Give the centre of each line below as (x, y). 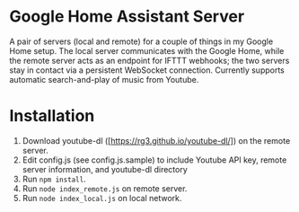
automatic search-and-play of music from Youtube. (104, 79)
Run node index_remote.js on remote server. (105, 188)
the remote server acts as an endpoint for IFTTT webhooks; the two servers (149, 60)
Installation (52, 116)
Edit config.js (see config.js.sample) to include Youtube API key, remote (154, 160)
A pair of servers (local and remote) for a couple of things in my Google (141, 41)
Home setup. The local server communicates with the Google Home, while (147, 50)
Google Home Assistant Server (127, 17)
